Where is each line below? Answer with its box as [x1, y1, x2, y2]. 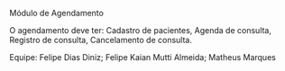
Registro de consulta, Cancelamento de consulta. [9, 35, 192, 45]
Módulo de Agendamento [9, 8, 104, 18]
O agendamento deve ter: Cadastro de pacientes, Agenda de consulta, [9, 25, 272, 35]
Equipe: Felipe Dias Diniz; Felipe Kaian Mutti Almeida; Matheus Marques [9, 52, 277, 62]
